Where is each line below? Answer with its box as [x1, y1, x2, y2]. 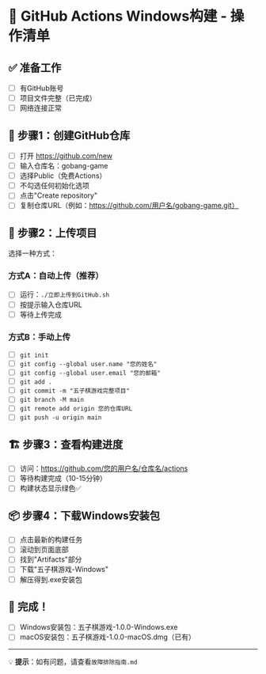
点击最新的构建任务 [19, 535, 83, 544]
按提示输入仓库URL [19, 300, 83, 309]
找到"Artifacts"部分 [19, 555, 82, 564]
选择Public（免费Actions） [19, 171, 107, 180]
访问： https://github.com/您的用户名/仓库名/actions [19, 464, 188, 473]
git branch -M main [19, 396, 85, 404]
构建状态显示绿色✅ [19, 483, 82, 493]
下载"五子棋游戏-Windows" [19, 565, 109, 574]
